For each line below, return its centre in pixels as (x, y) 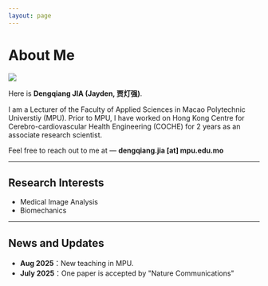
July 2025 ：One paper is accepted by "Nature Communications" (127, 273)
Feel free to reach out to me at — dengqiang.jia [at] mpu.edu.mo (116, 150)
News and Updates (57, 243)
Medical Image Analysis (59, 202)
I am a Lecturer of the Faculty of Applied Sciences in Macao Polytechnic (127, 109)
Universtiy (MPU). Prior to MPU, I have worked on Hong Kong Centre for (126, 117)
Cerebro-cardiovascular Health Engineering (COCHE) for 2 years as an (124, 126)
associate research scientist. (55, 135)
